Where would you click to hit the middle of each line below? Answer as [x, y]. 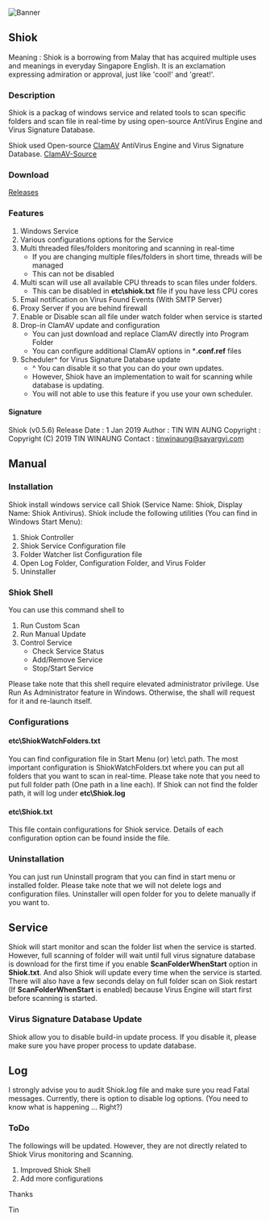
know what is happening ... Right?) [66, 1107]
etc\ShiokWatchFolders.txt [54, 741]
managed [48, 265]
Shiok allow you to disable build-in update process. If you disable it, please [133, 1036]
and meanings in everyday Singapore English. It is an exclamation [117, 65]
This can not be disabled [73, 273]
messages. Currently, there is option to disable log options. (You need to [128, 1098]
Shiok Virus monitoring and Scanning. [71, 1154]
